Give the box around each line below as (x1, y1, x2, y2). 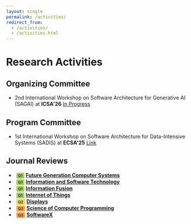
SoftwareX (26, 211, 53, 218)
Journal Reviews (6, 156, 68, 166)
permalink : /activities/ (6, 14, 67, 20)
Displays (26, 198, 48, 205)
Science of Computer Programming (26, 204, 114, 211)
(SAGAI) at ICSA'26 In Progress (14, 101, 91, 108)
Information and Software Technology (25, 178, 120, 185)
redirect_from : (6, 19, 43, 25)
